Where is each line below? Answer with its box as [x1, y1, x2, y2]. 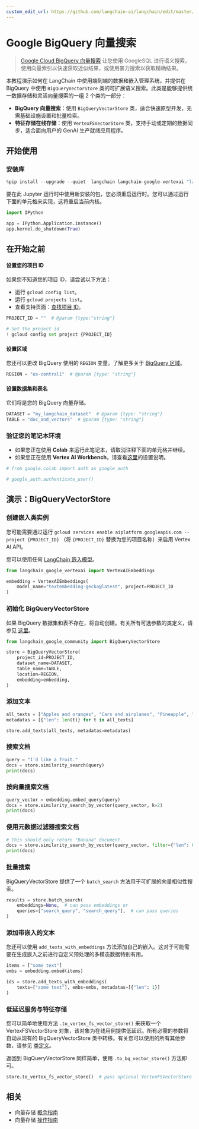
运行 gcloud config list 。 [14, 289, 80, 296]
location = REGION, [17, 671, 60, 677]
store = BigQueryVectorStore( [6, 649, 81, 655]
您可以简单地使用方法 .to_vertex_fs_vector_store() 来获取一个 [6, 1020, 162, 1027]
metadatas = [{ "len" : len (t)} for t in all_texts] [6, 717, 134, 723]
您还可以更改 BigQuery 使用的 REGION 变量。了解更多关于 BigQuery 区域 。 [6, 359, 185, 367]
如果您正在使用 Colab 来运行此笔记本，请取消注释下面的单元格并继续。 [14, 446, 188, 453]
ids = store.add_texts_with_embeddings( [6, 979, 108, 985]
